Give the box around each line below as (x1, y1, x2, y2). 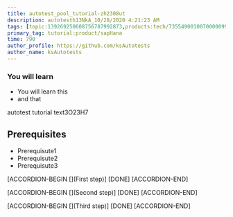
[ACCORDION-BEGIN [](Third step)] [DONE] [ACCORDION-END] (7, 202, 191, 210)
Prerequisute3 (17, 161, 58, 170)
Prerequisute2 (17, 154, 58, 162)
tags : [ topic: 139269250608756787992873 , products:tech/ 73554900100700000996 (7, 23, 231, 30)
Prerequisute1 (17, 146, 57, 155)
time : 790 (7, 36, 36, 43)
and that (17, 95, 42, 103)
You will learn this (17, 87, 68, 96)
